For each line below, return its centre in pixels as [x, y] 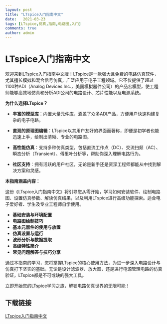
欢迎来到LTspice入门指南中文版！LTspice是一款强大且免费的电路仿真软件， [82, 74]
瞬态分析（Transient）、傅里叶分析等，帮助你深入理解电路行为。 [78, 154]
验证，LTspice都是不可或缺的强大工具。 [46, 275]
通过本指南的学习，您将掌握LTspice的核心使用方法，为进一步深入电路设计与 [83, 263]
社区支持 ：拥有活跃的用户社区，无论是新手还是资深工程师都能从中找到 [84, 164]
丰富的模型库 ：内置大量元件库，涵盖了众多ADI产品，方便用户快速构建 [84, 114]
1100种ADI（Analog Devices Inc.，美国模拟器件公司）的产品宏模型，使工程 [82, 86]
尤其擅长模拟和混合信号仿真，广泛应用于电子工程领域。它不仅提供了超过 [79, 80]
